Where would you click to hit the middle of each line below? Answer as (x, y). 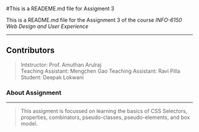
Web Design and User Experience (47, 26)
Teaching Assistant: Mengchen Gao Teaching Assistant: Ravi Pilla (100, 71)
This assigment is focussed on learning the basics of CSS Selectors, (104, 111)
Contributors (31, 51)
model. (29, 124)
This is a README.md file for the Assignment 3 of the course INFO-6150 (94, 20)
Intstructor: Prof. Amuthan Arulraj (61, 65)
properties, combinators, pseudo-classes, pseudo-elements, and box (105, 117)
